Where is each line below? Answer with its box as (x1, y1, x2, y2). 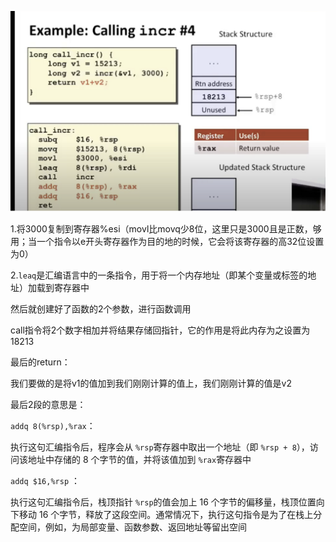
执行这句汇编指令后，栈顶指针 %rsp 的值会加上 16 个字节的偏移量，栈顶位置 (10, 496, 317, 508)
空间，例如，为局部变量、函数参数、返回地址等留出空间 (18, 521, 247, 533)
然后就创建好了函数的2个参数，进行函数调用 (10, 302, 192, 315)
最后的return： (10, 356, 71, 368)
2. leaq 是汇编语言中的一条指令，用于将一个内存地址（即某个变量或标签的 (10, 269, 308, 281)
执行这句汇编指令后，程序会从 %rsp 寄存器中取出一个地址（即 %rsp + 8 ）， (10, 441, 310, 453)
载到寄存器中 (36, 281, 90, 293)
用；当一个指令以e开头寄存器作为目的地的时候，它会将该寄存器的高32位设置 (10, 235, 325, 247)
